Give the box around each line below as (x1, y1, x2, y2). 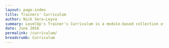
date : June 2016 (5, 26, 39, 31)
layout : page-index (5, 7, 46, 12)
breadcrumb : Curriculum (5, 35, 55, 40)
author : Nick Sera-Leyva (5, 16, 57, 21)
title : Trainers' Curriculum (5, 12, 66, 17)
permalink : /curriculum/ (5, 30, 57, 35)
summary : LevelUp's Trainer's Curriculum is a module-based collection (5, 21, 158, 26)
